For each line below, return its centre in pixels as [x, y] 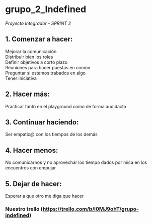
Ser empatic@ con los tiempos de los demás [52, 135]
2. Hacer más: [27, 94]
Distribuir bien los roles [29, 57]
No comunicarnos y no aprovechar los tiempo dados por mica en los [76, 162]
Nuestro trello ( [24, 209]
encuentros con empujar [31, 168]
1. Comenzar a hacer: [39, 39]
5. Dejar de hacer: [33, 184]
